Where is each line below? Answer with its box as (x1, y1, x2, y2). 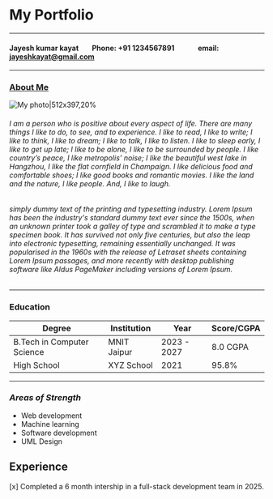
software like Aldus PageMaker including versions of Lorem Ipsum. (9, 264, 233, 274)
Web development (20, 411, 83, 420)
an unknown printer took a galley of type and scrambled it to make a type (9, 221, 256, 231)
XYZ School (108, 359, 153, 370)
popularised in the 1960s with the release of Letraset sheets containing (9, 247, 247, 257)
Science (13, 346, 45, 357)
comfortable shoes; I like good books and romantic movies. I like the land (9, 170, 254, 180)
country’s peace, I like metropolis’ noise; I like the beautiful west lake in (9, 153, 248, 163)
